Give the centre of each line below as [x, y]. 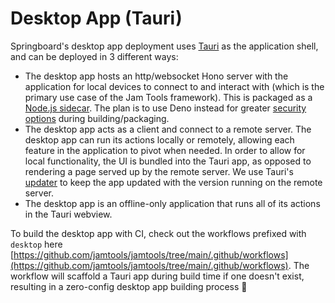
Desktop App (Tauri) [96, 18]
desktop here [36, 244]
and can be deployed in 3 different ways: [94, 56]
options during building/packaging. [97, 118]
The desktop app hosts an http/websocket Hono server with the [156, 76]
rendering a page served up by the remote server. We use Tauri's [159, 171]
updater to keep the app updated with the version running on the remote [173, 182]
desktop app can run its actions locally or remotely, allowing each [159, 139]
